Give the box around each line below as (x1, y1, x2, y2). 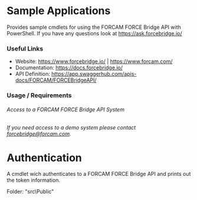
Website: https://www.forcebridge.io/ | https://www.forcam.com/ (15, 58, 173, 65)
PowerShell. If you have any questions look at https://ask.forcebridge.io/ (6, 29, 182, 36)
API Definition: (15, 71, 51, 78)
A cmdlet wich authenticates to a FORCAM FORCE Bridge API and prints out (6, 171, 191, 178)
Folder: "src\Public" (6, 188, 54, 195)
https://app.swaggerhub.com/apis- (51, 71, 137, 78)
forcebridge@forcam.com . (6, 131, 71, 138)
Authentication (6, 151, 82, 164)
